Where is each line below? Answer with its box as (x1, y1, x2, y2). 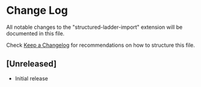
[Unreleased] (6, 59, 57, 69)
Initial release (14, 74, 48, 82)
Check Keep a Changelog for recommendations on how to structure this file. (6, 41, 196, 49)
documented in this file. (6, 29, 65, 37)
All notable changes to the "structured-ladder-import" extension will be (6, 23, 183, 31)
